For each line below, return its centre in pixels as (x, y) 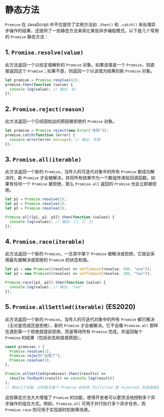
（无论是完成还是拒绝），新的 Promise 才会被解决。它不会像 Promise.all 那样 (82, 325)
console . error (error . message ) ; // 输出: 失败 (55, 140)
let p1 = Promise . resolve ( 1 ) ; (36, 199)
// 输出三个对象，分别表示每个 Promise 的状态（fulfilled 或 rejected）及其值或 (81, 387)
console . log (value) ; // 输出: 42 (43, 89)
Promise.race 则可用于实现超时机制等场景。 (49, 409)
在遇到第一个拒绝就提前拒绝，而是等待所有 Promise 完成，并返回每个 (74, 331)
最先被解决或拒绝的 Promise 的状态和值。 (50, 260)
